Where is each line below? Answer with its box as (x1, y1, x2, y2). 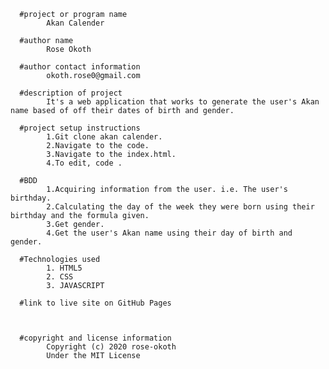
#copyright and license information (19, 333, 172, 343)
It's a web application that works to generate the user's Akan (46, 97, 320, 107)
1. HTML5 (46, 263, 83, 273)
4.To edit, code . (46, 158, 123, 168)
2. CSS (46, 272, 74, 282)
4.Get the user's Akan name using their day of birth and (46, 228, 293, 238)
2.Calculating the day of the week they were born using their (46, 202, 315, 212)
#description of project (19, 88, 123, 98)
